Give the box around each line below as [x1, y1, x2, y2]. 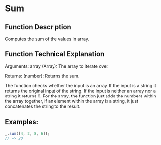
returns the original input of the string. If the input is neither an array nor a [5, 88, 156, 94]
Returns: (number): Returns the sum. [5, 73, 80, 79]
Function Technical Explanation [5, 50, 105, 58]
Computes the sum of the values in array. [5, 36, 89, 42]
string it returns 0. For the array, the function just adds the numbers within [5, 93, 156, 99]
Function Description [5, 23, 72, 31]
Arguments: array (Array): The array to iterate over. [5, 63, 109, 69]
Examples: [5, 118, 39, 126]
